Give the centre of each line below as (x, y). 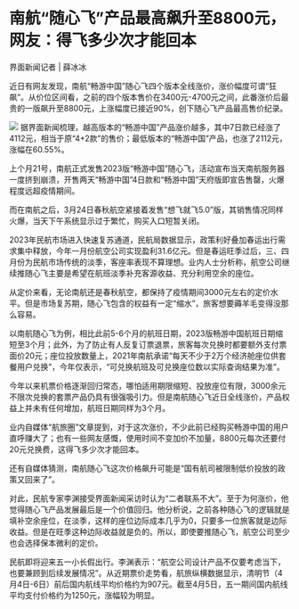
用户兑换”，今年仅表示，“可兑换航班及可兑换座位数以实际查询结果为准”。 (150, 366)
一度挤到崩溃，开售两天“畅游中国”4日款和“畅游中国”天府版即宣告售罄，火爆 (147, 179)
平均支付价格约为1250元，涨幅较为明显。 (85, 595)
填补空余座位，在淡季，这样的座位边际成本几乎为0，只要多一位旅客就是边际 (148, 520)
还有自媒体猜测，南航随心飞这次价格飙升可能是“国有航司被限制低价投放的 (144, 468)
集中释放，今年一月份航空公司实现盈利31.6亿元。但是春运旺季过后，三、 (149, 251)
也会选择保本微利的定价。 (56, 543)
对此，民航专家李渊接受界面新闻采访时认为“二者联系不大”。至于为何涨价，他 (149, 498)
